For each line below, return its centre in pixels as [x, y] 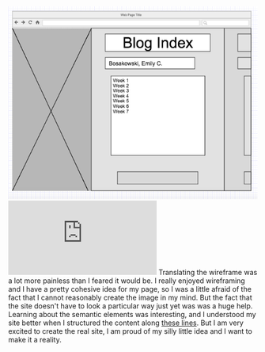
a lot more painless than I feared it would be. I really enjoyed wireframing [127, 281]
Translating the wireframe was [208, 272]
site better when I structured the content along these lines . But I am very [126, 323]
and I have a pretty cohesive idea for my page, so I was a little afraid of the [130, 289]
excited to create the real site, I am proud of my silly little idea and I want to [131, 331]
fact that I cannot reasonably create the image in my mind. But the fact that [131, 297]
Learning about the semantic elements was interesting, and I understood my [132, 314]
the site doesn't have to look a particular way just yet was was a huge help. [131, 306]
